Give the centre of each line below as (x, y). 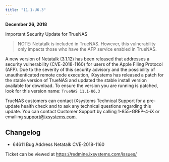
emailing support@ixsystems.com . (41, 117)
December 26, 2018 (26, 24)
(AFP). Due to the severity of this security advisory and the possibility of (80, 69)
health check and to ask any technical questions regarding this (86, 106)
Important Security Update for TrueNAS (46, 34)
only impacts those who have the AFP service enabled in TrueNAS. (87, 49)
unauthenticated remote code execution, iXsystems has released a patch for (84, 75)
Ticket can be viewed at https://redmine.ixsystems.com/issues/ (71, 154)
